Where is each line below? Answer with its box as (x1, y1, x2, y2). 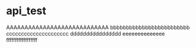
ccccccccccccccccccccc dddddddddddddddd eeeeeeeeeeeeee (6, 30, 165, 37)
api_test (6, 4, 46, 18)
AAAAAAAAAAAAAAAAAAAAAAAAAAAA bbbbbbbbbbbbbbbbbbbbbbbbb (6, 24, 190, 31)
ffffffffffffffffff (6, 36, 37, 43)
